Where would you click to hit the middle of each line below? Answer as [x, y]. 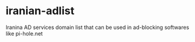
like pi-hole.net [24, 33]
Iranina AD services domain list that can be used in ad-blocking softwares [97, 27]
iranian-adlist [40, 11]
